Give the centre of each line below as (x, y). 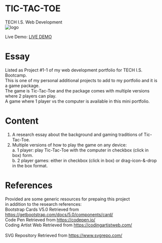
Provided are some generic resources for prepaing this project (68, 199)
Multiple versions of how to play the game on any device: (69, 145)
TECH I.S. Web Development (34, 22)
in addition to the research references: (43, 204)
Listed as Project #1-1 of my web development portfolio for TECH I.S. (74, 70)
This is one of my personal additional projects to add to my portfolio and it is (81, 80)
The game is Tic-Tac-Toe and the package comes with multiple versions (77, 90)
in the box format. (30, 166)
